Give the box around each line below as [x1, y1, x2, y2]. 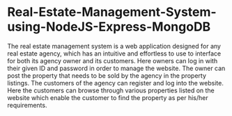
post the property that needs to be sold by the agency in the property [7, 71, 207, 80]
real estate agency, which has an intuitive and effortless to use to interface [7, 49, 222, 58]
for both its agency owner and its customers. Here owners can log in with [7, 56, 218, 65]
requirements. [7, 101, 47, 109]
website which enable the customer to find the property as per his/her [7, 93, 208, 101]
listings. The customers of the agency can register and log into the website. [7, 78, 224, 87]
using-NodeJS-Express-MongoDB [7, 19, 211, 35]
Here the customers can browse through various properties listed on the [7, 86, 215, 94]
